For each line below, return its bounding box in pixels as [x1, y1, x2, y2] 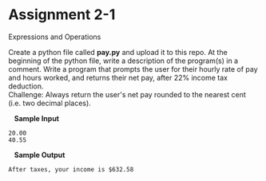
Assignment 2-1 [8, 6, 116, 24]
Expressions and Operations [8, 32, 101, 41]
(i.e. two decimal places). [8, 98, 92, 108]
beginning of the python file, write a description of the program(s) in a [8, 56, 238, 65]
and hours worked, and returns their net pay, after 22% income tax [8, 73, 228, 82]
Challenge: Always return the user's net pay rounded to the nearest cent [8, 89, 246, 99]
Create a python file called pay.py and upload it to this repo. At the [8, 47, 228, 57]
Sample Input [14, 113, 60, 123]
